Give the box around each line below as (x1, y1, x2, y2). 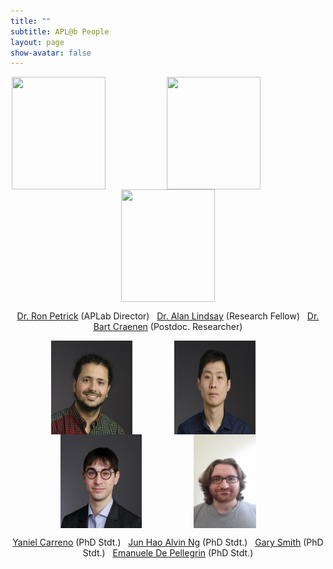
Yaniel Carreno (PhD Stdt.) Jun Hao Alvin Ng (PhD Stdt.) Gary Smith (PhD (12, 536, 324, 549)
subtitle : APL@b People (10, 26, 110, 37)
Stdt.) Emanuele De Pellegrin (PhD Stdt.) (82, 547, 254, 559)
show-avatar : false (10, 48, 92, 58)
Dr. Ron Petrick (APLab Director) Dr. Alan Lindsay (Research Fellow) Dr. (16, 310, 320, 322)
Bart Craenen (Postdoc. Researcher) (93, 321, 243, 333)
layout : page (10, 37, 65, 47)
